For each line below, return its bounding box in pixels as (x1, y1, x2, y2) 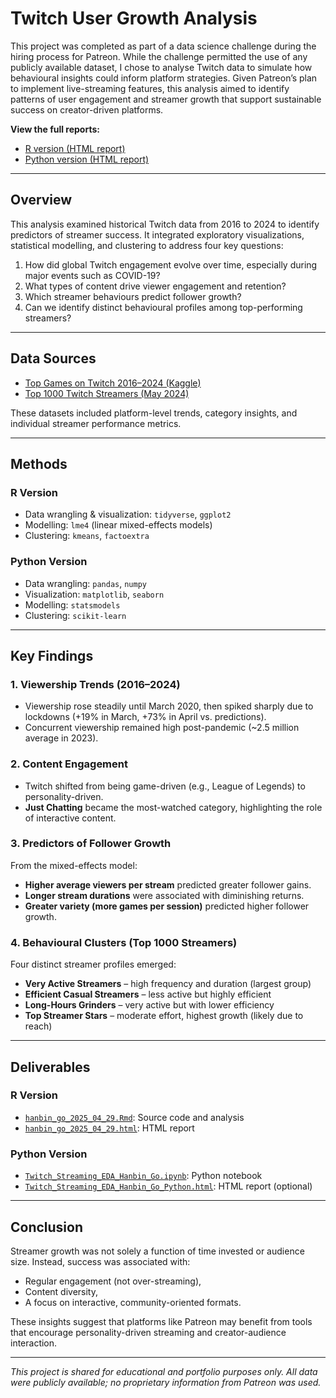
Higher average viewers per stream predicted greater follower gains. (24, 878, 312, 891)
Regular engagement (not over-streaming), (24, 1275, 202, 1287)
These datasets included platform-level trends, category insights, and (10, 407, 298, 419)
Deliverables (10, 1058, 91, 1076)
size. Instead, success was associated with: (10, 1255, 191, 1267)
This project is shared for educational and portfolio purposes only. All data (10, 1365, 318, 1377)
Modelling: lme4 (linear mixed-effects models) (24, 519, 213, 531)
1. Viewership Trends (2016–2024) (10, 677, 181, 691)
